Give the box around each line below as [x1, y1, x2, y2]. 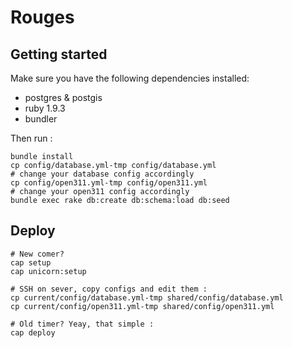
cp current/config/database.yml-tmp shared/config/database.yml [10, 292, 284, 303]
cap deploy [10, 327, 56, 338]
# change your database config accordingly [10, 169, 195, 179]
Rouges [10, 6, 75, 29]
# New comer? [10, 249, 65, 259]
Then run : [10, 132, 53, 144]
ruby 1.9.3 [24, 102, 66, 114]
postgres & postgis [24, 92, 103, 103]
